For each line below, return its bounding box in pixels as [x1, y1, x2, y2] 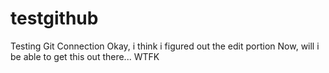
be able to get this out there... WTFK [10, 50, 160, 62]
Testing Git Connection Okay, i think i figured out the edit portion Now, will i [10, 40, 320, 52]
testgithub [10, 7, 99, 30]
